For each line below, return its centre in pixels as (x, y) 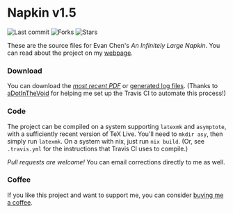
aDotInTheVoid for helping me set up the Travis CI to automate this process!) (116, 93)
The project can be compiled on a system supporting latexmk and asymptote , (117, 126)
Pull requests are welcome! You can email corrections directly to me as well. (116, 162)
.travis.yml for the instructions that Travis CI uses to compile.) (98, 148)
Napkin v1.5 (42, 13)
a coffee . (20, 202)
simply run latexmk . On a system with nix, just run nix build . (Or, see (106, 141)
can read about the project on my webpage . (70, 53)
